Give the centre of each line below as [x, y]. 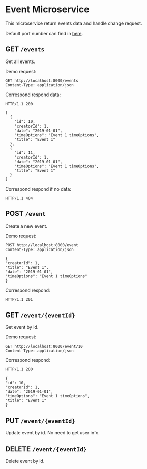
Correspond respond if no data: [38, 189]
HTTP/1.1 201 [19, 299]
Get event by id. [22, 327]
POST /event [25, 214]
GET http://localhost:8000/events [42, 81]
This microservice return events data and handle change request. [74, 23]
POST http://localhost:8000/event [42, 245]
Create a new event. [26, 226]
